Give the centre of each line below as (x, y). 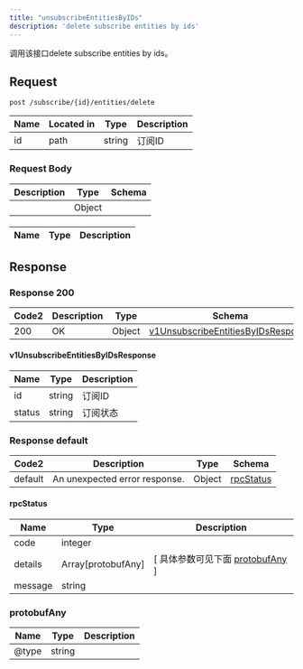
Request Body (41, 169)
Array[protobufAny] (103, 563)
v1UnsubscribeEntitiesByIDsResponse (83, 355)
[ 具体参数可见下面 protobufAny (220, 559)
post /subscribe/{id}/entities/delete (82, 103)
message (33, 585)
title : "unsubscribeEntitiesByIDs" (76, 18)
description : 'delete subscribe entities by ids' (105, 26)
